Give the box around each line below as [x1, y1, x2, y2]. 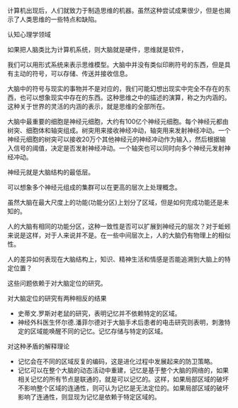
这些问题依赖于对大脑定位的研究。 [7, 279, 107, 287]
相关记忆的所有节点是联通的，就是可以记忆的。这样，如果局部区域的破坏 [17, 375, 229, 383]
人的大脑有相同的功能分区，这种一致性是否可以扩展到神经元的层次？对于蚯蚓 [7, 222, 231, 230]
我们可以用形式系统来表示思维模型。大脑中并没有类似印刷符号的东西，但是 [7, 60, 225, 69]
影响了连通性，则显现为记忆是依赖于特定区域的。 [17, 393, 161, 401]
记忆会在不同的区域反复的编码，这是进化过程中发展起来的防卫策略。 [17, 358, 217, 365]
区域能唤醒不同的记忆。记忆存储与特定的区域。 [30, 327, 167, 335]
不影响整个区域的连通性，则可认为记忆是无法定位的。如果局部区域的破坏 [17, 384, 229, 392]
